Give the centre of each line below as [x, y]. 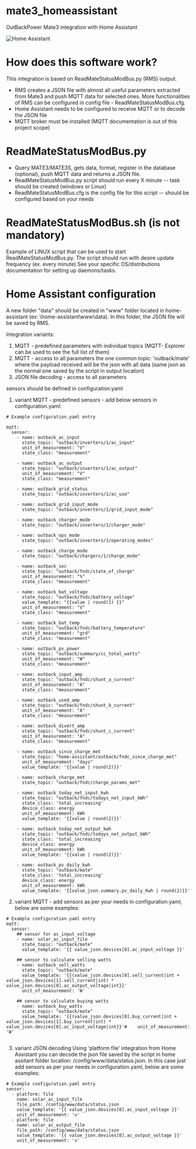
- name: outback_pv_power [48, 649]
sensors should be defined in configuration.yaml [65, 388]
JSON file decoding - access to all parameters [70, 377]
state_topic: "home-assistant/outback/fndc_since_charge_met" [99, 757]
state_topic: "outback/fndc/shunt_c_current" [78, 731]
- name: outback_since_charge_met [59, 752]
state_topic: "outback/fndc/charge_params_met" [81, 782]
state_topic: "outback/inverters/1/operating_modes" [87, 540]
